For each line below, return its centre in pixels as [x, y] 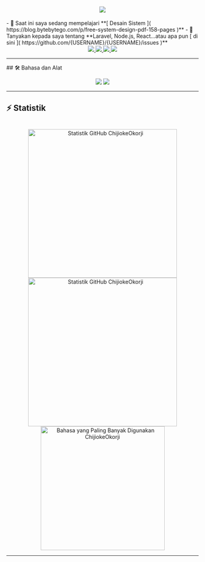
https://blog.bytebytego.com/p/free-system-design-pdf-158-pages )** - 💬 [100, 29]
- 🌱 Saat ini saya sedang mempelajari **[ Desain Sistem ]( [79, 23]
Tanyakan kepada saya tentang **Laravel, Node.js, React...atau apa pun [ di [102, 36]
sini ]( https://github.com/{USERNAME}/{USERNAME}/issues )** [87, 42]
